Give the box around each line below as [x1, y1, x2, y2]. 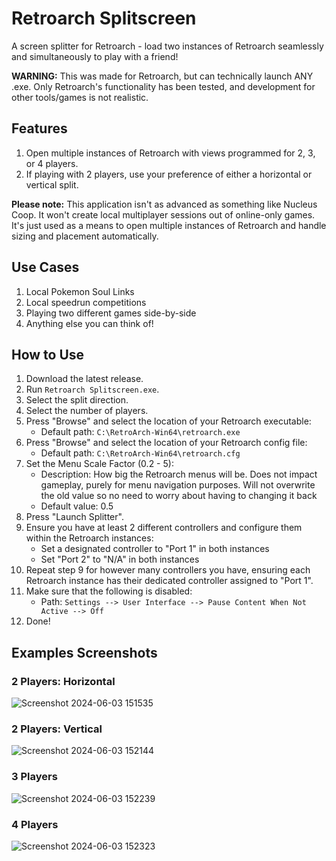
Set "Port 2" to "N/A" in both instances [40, 553, 200, 566]
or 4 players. [25, 157, 79, 169]
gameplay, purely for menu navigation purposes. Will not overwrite [40, 479, 316, 491]
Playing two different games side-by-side [25, 307, 197, 319]
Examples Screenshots [11, 644, 158, 661]
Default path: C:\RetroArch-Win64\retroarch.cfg [40, 447, 241, 459]
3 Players [11, 770, 58, 784]
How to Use [11, 346, 85, 363]
